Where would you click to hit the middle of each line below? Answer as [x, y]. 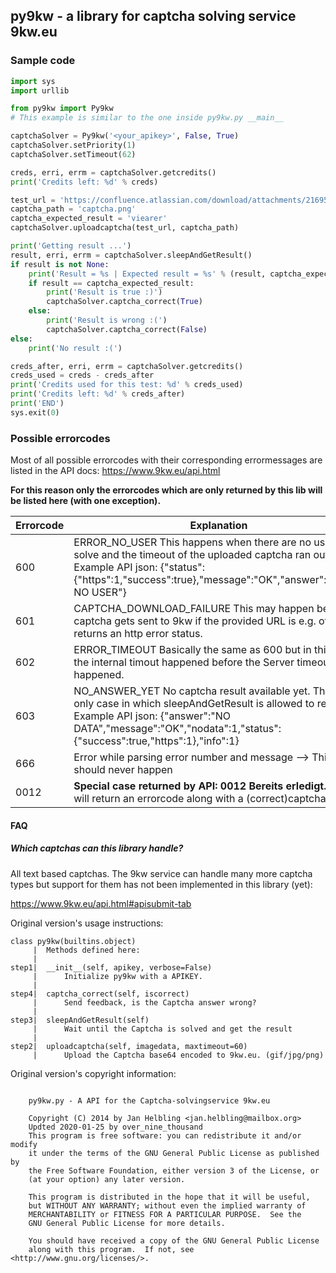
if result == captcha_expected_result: [111, 283]
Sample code [43, 61]
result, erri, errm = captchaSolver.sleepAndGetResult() [131, 255]
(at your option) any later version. [107, 1179]
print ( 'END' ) [37, 404]
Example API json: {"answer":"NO [152, 716]
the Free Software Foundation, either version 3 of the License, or [174, 1170]
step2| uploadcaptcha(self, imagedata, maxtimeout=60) [129, 1046]
